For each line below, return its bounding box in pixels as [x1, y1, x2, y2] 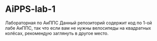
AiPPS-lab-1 [5, 3, 56, 15]
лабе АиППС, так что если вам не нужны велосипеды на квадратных [5, 25, 152, 31]
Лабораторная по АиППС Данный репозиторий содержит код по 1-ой [5, 20, 152, 26]
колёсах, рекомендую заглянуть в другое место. [5, 30, 109, 36]
